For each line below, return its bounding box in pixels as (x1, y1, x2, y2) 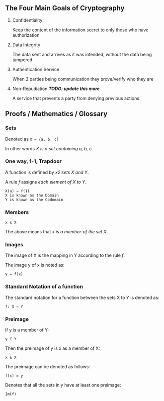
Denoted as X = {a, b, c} (5, 136, 59, 142)
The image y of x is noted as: (5, 262, 65, 268)
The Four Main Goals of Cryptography (5, 4, 125, 12)
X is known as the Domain (5, 193, 59, 198)
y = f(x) (5, 272, 23, 277)
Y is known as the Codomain (5, 197, 64, 202)
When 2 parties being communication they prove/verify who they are (12, 76, 154, 82)
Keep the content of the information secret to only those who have (12, 27, 149, 33)
